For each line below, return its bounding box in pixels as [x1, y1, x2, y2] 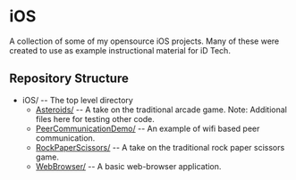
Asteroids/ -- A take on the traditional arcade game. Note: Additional [35, 104, 288, 115]
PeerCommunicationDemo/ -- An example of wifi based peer [35, 123, 260, 134]
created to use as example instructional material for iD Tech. [9, 45, 231, 55]
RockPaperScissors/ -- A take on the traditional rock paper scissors [35, 142, 285, 152]
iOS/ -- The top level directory [21, 94, 134, 105]
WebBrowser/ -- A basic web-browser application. [35, 160, 222, 171]
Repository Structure [9, 71, 130, 86]
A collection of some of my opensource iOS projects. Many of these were [9, 36, 280, 46]
